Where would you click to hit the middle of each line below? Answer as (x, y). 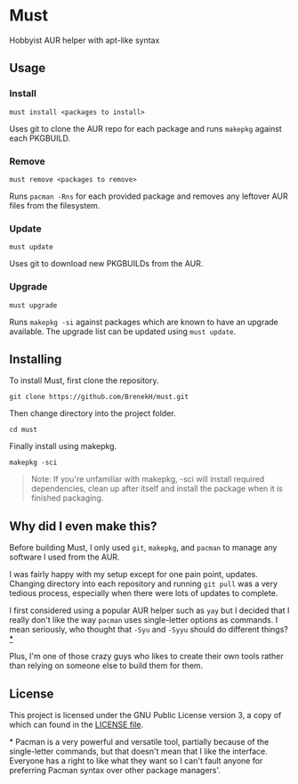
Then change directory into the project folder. (93, 413)
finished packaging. (67, 498)
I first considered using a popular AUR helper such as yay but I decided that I (149, 610)
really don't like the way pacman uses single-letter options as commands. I (144, 620)
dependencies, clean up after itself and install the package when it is (157, 489)
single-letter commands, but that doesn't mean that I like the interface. (139, 751)
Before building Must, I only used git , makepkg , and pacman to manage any (143, 548)
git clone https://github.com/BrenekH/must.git (99, 397)
